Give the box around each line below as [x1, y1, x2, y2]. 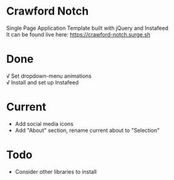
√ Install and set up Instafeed [6, 78, 79, 86]
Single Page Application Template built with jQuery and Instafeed [6, 24, 169, 32]
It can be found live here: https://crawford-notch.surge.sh [6, 30, 150, 38]
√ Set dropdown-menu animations [6, 72, 92, 80]
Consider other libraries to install [15, 168, 97, 175]
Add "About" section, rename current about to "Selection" [15, 126, 160, 134]
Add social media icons [15, 120, 74, 127]
